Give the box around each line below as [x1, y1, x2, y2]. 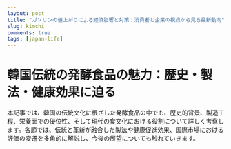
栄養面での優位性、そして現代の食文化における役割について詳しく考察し [19, 117, 225, 126]
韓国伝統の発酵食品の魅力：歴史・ [7, 67, 201, 83]
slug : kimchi [7, 23, 45, 30]
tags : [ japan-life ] [7, 36, 63, 43]
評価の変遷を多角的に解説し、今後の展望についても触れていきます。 [7, 135, 200, 143]
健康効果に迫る [31, 84, 117, 100]
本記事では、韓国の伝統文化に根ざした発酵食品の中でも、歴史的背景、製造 [7, 108, 219, 117]
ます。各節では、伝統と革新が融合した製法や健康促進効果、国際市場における [7, 126, 224, 134]
